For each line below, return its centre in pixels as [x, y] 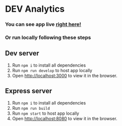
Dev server [22, 53]
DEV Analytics [35, 9]
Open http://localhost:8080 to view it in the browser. [65, 118]
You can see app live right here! [43, 25]
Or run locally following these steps [48, 38]
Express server [29, 91]
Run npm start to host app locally [46, 113]
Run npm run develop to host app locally [52, 70]
